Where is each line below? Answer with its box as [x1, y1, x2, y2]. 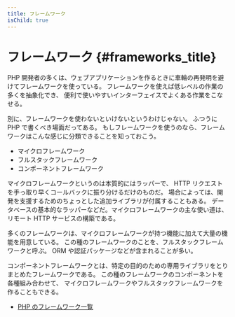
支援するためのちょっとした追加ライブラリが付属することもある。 [19, 197, 210, 205]
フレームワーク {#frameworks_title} [7, 49, 217, 65]
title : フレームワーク [7, 10, 67, 17]
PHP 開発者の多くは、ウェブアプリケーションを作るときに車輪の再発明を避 [7, 73, 224, 82]
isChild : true [7, 17, 49, 24]
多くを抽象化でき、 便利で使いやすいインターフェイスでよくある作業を [7, 91, 211, 99]
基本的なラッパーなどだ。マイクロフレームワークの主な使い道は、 [37, 206, 228, 214]
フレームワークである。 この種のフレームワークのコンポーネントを [31, 270, 224, 279]
